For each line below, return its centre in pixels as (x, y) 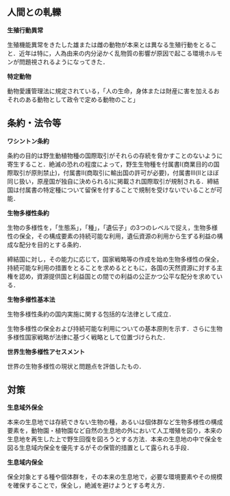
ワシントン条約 (28, 141)
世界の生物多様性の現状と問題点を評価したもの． (76, 366)
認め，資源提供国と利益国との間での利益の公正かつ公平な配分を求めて (118, 276)
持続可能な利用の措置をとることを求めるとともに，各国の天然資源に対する (112, 268)
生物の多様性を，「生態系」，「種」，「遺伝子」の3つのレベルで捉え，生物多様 (112, 227)
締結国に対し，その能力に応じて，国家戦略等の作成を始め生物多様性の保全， (115, 259)
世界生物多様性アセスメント (46, 351)
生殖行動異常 (25, 30)
